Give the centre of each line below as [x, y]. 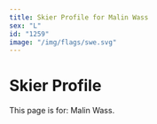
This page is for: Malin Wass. [62, 111]
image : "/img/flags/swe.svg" [63, 42]
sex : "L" [25, 26]
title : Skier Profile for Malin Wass [79, 17]
